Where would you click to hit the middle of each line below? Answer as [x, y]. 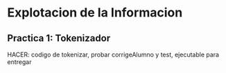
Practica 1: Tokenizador [59, 38]
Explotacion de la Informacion [95, 13]
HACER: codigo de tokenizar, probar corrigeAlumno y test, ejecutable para [113, 54]
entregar [19, 62]
